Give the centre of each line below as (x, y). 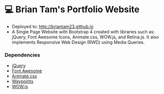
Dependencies (22, 55)
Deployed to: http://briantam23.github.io (53, 26)
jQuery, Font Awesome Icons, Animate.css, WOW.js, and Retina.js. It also (85, 37)
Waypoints (22, 81)
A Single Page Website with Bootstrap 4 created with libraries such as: (83, 31)
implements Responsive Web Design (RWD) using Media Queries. (78, 42)
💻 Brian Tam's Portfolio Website (72, 10)
